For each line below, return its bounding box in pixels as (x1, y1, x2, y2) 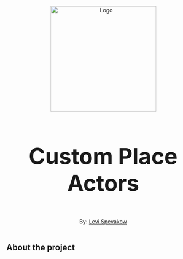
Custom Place (28, 142, 178, 170)
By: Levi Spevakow (79, 218, 128, 225)
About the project (6, 242, 76, 253)
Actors (67, 169, 139, 196)
